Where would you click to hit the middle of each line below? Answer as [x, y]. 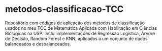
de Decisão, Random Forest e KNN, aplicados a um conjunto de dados [76, 39]
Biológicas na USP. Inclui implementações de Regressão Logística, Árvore [80, 33]
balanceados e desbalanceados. [38, 44]
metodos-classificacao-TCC [65, 9]
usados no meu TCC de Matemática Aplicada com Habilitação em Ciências [81, 28]
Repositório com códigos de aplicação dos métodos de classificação [75, 23]
